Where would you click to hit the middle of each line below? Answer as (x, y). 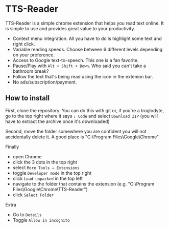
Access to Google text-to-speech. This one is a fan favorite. (76, 60)
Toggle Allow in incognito (41, 220)
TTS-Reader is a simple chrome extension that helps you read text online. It (85, 23)
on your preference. (34, 55)
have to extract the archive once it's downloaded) (57, 121)
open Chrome (27, 156)
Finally (12, 147)
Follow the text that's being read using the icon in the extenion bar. (83, 76)
